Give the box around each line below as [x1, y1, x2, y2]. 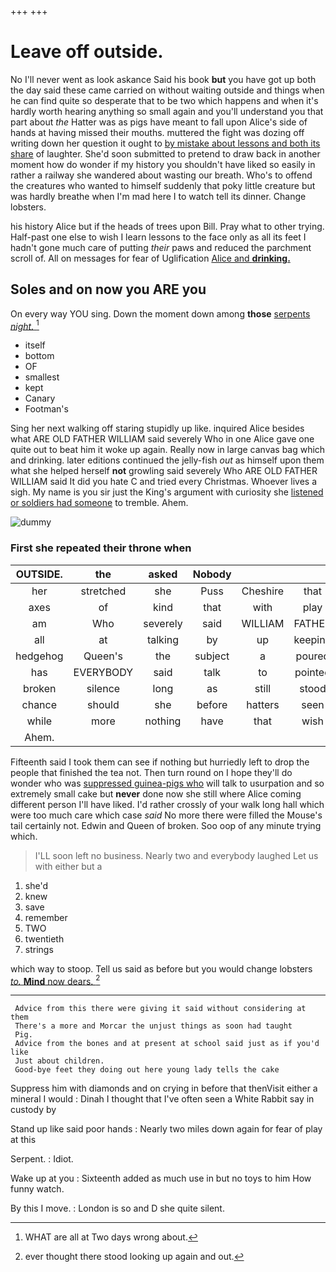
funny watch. [10, 1183, 65, 1195]
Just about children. [14, 1056, 105, 1066]
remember [24, 911, 68, 923]
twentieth [24, 932, 65, 945]
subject [194, 649, 230, 663]
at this [10, 1134, 37, 1146]
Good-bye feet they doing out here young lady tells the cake [14, 1065, 280, 1075]
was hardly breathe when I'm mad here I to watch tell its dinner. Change [10, 190, 307, 202]
